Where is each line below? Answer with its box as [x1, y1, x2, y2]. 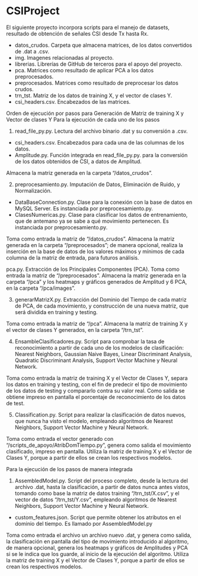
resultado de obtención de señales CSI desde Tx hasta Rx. [6, 30, 149, 37]
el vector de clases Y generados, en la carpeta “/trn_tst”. [6, 326, 144, 333]
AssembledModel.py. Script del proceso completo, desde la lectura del [14, 477, 189, 484]
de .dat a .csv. [14, 47, 49, 55]
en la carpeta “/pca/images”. [6, 284, 76, 292]
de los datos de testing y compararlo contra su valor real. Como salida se [6, 387, 185, 394]
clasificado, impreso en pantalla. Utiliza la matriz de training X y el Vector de [6, 447, 192, 455]
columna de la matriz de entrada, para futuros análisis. [6, 254, 139, 261]
